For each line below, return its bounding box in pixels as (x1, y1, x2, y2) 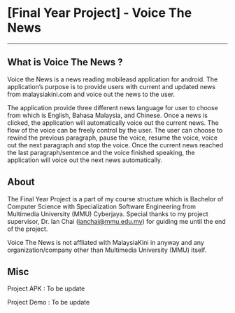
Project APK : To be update (7, 284, 85, 293)
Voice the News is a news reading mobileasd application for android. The (7, 75, 218, 84)
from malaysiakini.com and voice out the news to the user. (7, 90, 176, 98)
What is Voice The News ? (7, 56, 124, 68)
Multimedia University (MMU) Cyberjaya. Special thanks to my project (7, 209, 208, 218)
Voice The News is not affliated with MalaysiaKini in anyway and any (7, 238, 204, 246)
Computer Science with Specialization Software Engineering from (7, 202, 197, 211)
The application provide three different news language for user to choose (7, 103, 218, 112)
